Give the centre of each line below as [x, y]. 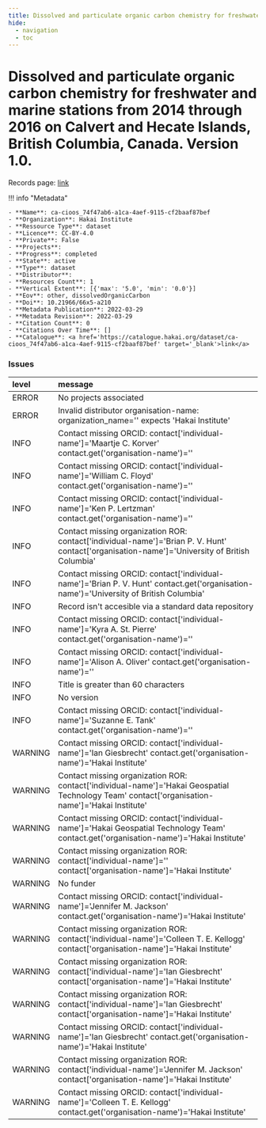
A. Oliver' [133, 662]
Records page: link [39, 183]
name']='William [88, 476]
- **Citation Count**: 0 [49, 324]
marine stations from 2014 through [125, 110]
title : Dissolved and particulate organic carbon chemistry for [116, 15]
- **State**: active [42, 261]
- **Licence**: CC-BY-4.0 [51, 234]
